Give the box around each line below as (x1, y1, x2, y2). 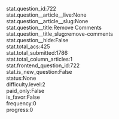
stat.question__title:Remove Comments (6, 24, 102, 31)
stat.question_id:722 (6, 5, 57, 12)
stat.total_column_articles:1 (6, 56, 73, 62)
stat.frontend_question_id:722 (6, 62, 80, 69)
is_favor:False (6, 93, 40, 101)
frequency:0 (6, 100, 37, 107)
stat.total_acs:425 (6, 43, 50, 50)
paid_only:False (6, 87, 45, 94)
